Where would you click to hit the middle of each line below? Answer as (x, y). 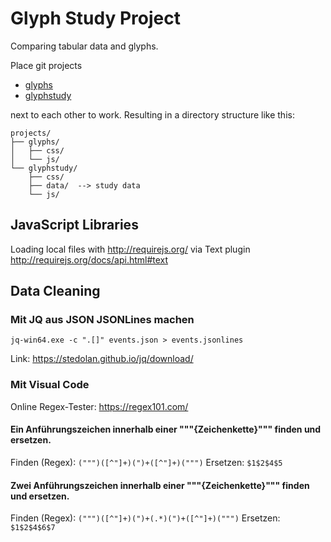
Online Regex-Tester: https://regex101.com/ (99, 406)
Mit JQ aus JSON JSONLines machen (102, 320)
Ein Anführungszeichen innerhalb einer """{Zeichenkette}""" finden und (166, 429)
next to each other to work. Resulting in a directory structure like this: (152, 114)
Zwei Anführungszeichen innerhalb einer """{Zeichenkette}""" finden (160, 485)
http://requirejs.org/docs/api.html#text (89, 259)
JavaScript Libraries (74, 225)
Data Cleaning (55, 291)
